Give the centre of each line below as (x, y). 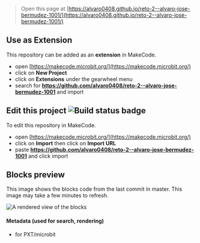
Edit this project (36, 111)
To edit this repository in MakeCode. (51, 125)
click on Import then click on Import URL (65, 143)
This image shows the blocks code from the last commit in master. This (94, 189)
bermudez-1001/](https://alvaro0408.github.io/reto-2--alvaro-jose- (104, 15)
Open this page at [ (45, 9)
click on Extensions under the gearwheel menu (74, 79)
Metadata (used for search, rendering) (55, 221)
